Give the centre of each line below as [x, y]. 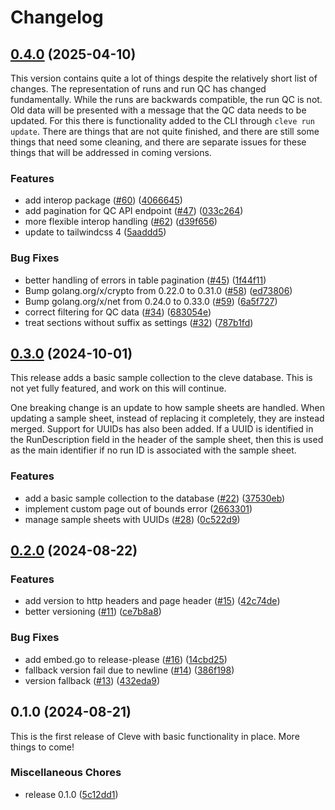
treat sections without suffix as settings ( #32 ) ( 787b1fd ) [139, 322]
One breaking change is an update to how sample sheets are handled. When [167, 408]
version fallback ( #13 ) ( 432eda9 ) [92, 680]
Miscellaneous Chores [66, 773]
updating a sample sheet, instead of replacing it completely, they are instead [167, 418]
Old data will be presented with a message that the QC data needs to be [158, 110]
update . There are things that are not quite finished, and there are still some [165, 131]
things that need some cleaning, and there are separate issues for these [158, 142]
